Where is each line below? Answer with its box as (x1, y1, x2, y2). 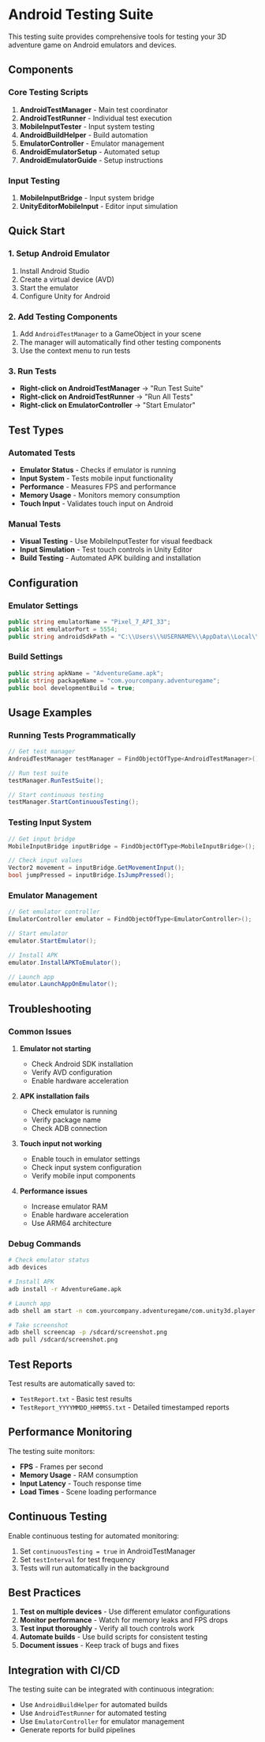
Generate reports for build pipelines (19, 1725, 136, 1735)
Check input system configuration (31, 1163, 142, 1172)
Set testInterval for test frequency (19, 1554, 136, 1564)
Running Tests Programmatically (8, 730, 136, 741)
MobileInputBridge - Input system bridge (19, 192, 155, 203)
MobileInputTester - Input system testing (19, 121, 155, 131)
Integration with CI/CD (8, 1664, 121, 1677)
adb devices (8, 1264, 47, 1272)
